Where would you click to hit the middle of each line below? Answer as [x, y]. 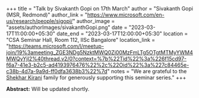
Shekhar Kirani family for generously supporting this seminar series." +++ [96, 77]
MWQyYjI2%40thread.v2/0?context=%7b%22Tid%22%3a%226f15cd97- [97, 59]
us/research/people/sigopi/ [40, 21]
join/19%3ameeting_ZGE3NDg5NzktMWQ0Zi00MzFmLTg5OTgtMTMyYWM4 [99, 52]
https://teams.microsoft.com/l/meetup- [56, 46]
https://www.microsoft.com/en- [126, 15]
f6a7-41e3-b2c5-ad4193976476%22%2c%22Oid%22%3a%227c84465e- [98, 65]
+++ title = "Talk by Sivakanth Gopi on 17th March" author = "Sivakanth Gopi [99, 9]
